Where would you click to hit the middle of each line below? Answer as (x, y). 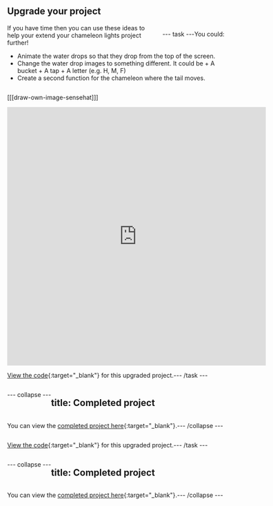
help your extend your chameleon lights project (74, 35)
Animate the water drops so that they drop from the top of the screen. (116, 56)
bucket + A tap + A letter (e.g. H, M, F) (71, 70)
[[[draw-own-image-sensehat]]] (53, 97)
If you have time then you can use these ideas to (76, 28)
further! (18, 42)
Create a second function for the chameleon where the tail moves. (111, 78)
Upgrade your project (54, 11)
